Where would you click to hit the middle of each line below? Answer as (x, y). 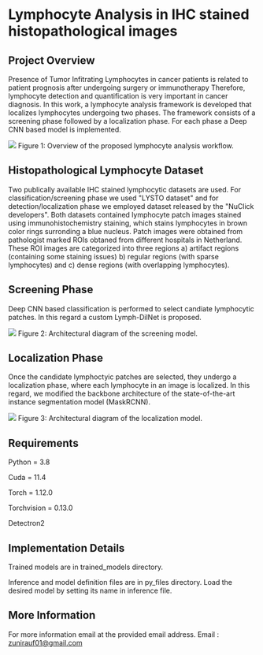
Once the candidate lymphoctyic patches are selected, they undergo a (122, 377)
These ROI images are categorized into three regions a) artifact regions (124, 248)
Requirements (43, 443)
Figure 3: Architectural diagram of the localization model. (110, 419)
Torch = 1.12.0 (31, 493)
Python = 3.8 (29, 462)
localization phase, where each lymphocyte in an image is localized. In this (129, 385)
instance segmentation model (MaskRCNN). (80, 402)
